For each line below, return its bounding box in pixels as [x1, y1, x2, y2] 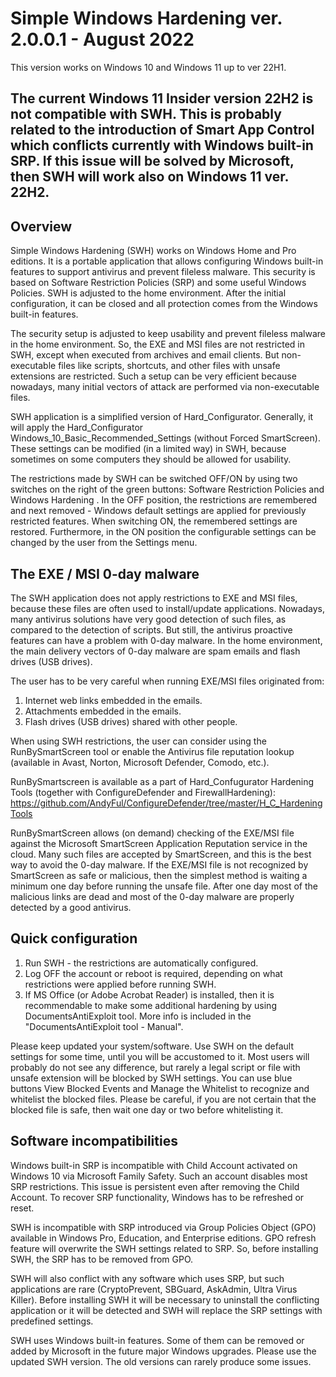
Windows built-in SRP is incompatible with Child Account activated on [10, 1159, 298, 1171]
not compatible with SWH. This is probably [10, 106, 282, 123]
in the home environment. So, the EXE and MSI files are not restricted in [10, 338, 306, 351]
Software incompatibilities [10, 1133, 178, 1150]
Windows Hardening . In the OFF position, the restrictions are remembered [10, 494, 318, 506]
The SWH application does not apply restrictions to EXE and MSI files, [10, 592, 298, 604]
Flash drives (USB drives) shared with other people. [24, 715, 238, 727]
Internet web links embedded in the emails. [24, 694, 203, 706]
